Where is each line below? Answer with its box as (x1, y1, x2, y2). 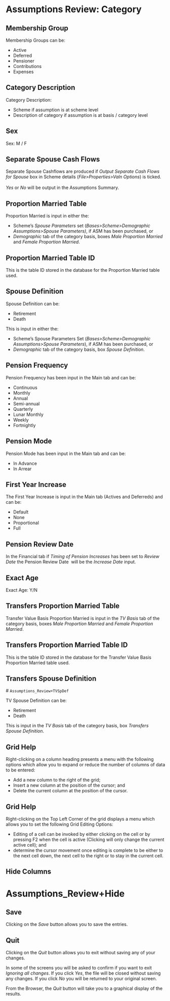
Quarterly (13, 406, 33, 412)
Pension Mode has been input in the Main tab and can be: (6, 450, 126, 457)
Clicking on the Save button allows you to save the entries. (6, 921, 128, 927)
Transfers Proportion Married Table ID (6, 641, 128, 650)
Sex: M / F (6, 140, 27, 146)
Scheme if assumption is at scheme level (13, 107, 99, 113)
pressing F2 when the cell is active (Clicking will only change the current (13, 836, 164, 843)
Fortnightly (13, 422, 36, 428)
